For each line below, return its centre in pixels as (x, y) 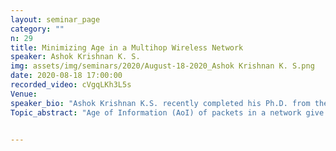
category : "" (37, 29)
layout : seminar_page (55, 19)
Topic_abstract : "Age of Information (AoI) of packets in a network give (167, 112)
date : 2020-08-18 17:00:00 (66, 76)
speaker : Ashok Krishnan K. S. (75, 57)
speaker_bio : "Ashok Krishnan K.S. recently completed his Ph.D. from (160, 103)
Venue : (24, 94)
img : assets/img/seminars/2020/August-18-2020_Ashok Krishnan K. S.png (162, 66)
